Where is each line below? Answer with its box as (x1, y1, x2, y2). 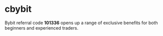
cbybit (4, 3, 32, 15)
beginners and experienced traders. (4, 25, 78, 31)
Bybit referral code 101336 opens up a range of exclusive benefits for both (4, 20, 158, 26)
